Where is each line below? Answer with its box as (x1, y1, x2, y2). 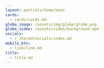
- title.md (10, 55, 33, 60)
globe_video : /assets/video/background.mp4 (5, 27, 99, 32)
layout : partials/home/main (5, 7, 65, 13)
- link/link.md (10, 46, 42, 51)
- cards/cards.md (10, 17, 47, 22)
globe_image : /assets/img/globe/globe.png (5, 21, 97, 27)
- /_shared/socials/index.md (10, 36, 72, 41)
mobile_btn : (5, 41, 31, 46)
